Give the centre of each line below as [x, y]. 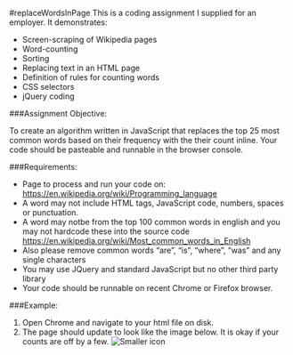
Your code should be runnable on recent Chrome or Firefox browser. [147, 288]
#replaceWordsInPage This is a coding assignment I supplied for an [133, 13]
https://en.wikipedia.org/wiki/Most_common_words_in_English [136, 241]
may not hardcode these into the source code [106, 231]
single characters [54, 260]
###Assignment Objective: [58, 113]
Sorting [36, 58]
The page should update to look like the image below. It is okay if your [150, 332]
